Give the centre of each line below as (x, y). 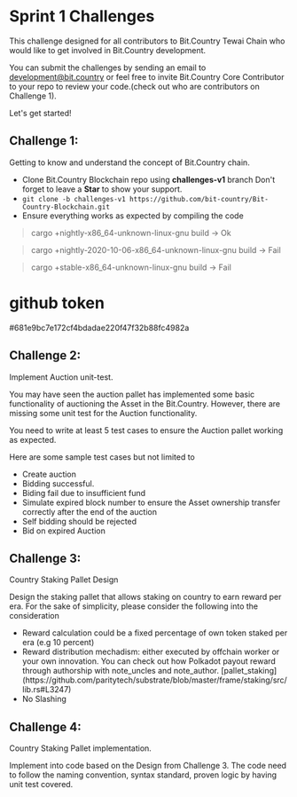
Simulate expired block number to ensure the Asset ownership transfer (151, 502)
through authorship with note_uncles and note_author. (121, 671)
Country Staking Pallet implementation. (81, 748)
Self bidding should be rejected (79, 521)
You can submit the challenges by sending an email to (108, 67)
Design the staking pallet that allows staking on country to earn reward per (145, 597)
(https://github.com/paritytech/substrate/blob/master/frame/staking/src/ (155, 680)
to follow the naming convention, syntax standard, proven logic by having (143, 775)
